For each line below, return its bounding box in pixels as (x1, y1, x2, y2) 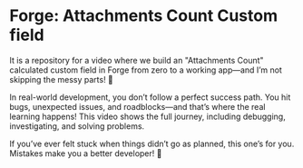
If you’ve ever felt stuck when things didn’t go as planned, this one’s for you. (9, 138, 295, 149)
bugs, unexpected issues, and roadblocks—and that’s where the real (9, 101, 266, 112)
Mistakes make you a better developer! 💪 (9, 147, 162, 159)
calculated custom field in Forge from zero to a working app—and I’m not (9, 64, 283, 75)
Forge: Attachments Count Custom (9, 5, 279, 26)
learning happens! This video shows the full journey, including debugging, (9, 111, 286, 122)
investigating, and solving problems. (9, 120, 145, 132)
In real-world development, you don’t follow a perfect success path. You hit (9, 92, 291, 103)
